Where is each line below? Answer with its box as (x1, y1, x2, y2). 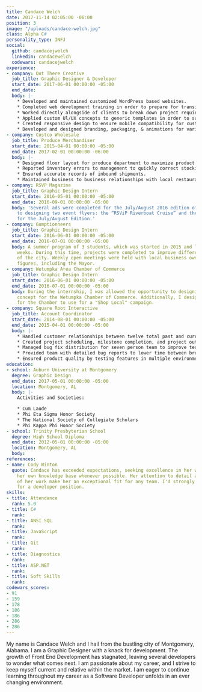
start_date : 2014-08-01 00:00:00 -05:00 (11, 317, 114, 323)
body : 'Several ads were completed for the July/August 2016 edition (11, 205, 189, 211)
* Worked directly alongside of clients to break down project (17, 110, 179, 116)
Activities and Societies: (17, 395, 85, 401)
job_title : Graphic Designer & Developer (11, 76, 117, 82)
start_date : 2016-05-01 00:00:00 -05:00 (11, 193, 114, 199)
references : (6, 456, 36, 462)
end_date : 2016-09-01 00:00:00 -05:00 (11, 199, 109, 205)
